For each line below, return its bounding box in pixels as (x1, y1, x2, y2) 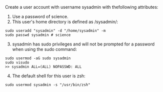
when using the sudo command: (12, 46, 77, 52)
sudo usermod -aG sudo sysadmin (5, 56, 71, 61)
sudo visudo (5, 60, 29, 65)
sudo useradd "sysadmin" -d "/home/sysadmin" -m (5, 28, 106, 33)
